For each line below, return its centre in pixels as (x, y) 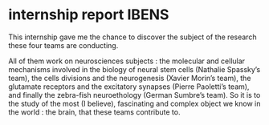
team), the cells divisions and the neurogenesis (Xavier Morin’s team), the (130, 78)
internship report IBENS (89, 15)
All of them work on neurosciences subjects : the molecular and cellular (127, 61)
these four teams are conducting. (63, 45)
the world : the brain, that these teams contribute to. (94, 112)
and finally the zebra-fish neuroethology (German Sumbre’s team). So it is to (134, 95)
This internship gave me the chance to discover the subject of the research (132, 37)
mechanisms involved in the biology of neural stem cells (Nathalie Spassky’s (134, 69)
